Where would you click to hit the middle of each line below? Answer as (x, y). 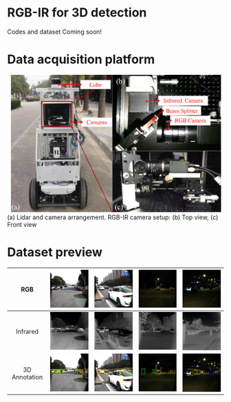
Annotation (27, 377)
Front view (22, 225)
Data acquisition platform (81, 59)
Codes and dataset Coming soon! (54, 32)
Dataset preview (55, 253)
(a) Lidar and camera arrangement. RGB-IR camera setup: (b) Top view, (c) (113, 217)
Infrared (27, 332)
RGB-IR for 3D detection (77, 13)
